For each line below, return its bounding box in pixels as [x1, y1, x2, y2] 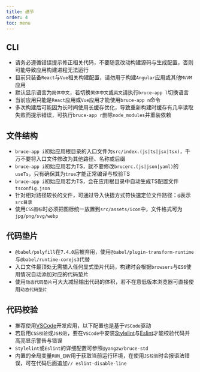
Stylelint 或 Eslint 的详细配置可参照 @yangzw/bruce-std [14, 344, 149, 352]
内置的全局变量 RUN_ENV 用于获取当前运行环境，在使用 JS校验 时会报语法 [14, 352, 185, 359]
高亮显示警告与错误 [14, 337, 63, 344]
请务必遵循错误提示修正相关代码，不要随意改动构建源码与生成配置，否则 [14, 59, 193, 66]
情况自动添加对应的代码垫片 [20, 271, 89, 278]
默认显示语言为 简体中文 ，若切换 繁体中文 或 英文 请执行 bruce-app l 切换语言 [14, 89, 189, 96]
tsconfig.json [14, 185, 50, 191]
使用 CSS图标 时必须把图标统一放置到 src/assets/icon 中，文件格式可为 [14, 205, 183, 212]
